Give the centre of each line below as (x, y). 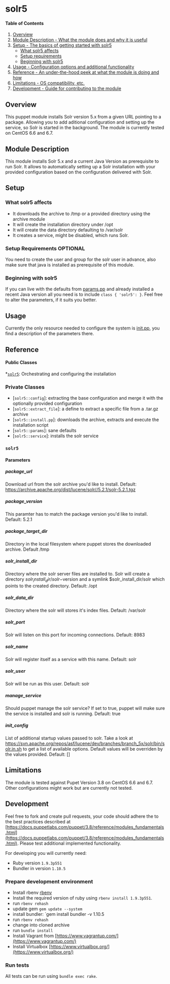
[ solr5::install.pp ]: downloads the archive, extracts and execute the (86, 420)
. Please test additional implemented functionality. (69, 843)
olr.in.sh (13, 749)
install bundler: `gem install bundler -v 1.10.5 (58, 914)
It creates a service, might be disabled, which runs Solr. (71, 235)
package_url (19, 471)
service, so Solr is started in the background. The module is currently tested (85, 128)
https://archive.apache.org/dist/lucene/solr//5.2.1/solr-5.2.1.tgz (71, 490)
